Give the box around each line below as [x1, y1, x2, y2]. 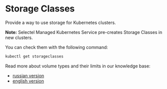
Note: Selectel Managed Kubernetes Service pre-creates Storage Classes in [5, 29, 162, 35]
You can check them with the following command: [5, 44, 108, 50]
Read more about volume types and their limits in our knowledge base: [5, 63, 151, 69]
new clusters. [5, 34, 33, 40]
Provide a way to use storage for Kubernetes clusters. [5, 19, 116, 25]
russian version [12, 72, 44, 78]
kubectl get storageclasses [5, 53, 64, 59]
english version [12, 78, 44, 84]
